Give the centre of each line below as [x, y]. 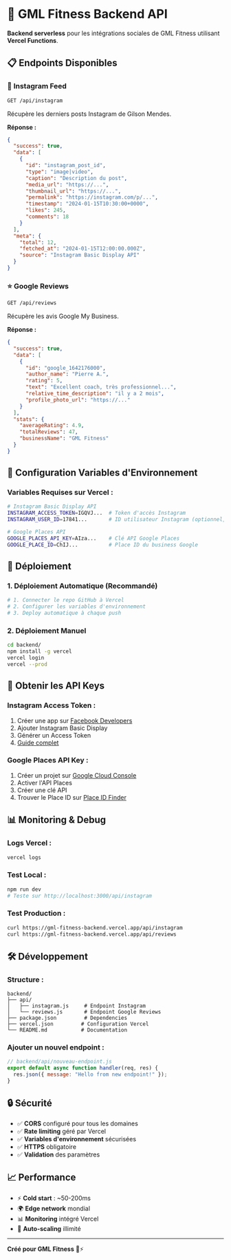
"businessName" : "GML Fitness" [64, 439]
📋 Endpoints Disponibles [62, 63]
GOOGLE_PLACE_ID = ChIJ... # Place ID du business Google [102, 544]
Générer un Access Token [54, 735]
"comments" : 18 [47, 217]
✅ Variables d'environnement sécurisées [76, 1139]
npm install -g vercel [40, 651]
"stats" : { [29, 419]
